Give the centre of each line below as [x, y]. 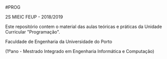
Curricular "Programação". [33, 32]
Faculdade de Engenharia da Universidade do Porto [59, 41]
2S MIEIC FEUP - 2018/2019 [34, 17]
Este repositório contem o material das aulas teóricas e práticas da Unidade [84, 26]
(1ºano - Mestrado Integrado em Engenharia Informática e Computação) [80, 51]
